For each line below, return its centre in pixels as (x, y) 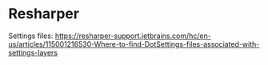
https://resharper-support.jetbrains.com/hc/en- (133, 36)
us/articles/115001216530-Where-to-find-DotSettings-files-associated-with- (134, 44)
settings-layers (33, 52)
